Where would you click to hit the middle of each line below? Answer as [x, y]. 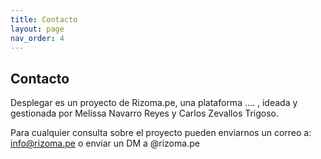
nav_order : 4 [37, 38]
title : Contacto [44, 19]
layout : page [37, 29]
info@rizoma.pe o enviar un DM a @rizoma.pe [105, 143]
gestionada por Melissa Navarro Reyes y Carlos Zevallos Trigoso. [145, 113]
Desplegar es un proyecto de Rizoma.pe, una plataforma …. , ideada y [154, 103]
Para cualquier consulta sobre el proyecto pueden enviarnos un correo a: [161, 133]
